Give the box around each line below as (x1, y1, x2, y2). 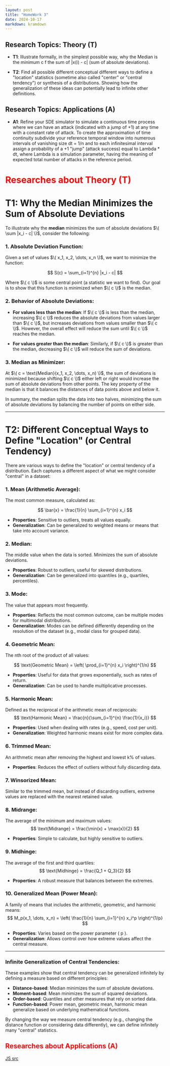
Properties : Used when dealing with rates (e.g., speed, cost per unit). (12, 725, 158, 731)
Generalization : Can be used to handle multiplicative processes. (12, 683, 147, 689)
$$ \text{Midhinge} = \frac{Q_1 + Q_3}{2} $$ (39, 868, 131, 874)
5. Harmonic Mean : (5, 695, 53, 702)
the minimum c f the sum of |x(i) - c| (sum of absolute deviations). (12, 59, 150, 65)
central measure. (12, 941, 48, 947)
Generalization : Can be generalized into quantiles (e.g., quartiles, (12, 573, 149, 579)
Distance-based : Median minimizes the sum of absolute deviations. (12, 985, 154, 991)
